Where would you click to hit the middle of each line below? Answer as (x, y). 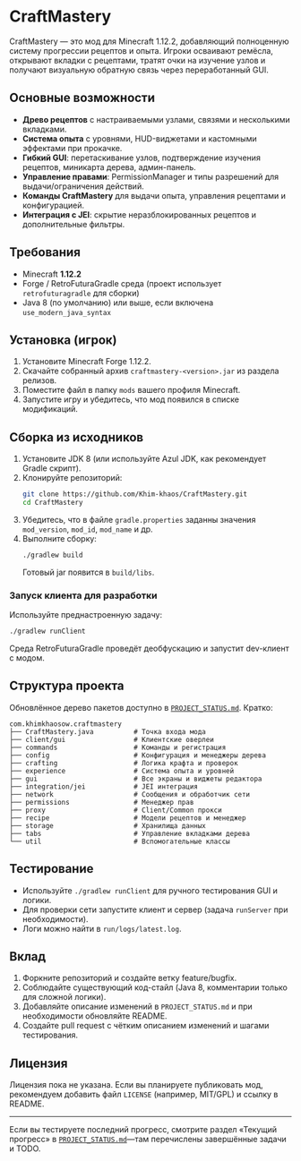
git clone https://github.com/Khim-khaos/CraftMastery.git (135, 494)
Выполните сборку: (59, 538)
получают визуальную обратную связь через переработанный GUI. (139, 70)
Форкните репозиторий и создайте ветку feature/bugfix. (129, 978)
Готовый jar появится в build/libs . (88, 572)
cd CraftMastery (52, 503)
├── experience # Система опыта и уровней (122, 771)
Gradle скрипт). (52, 468)
